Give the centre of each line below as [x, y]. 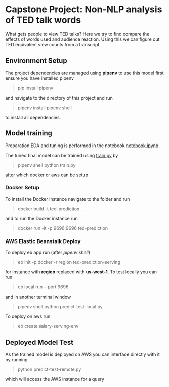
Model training [29, 133]
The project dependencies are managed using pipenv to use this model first [85, 73]
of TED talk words [43, 20]
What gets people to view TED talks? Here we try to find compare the [77, 34]
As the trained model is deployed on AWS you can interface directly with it [83, 354]
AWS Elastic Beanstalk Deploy [43, 241]
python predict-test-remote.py [49, 369]
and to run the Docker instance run [42, 218]
